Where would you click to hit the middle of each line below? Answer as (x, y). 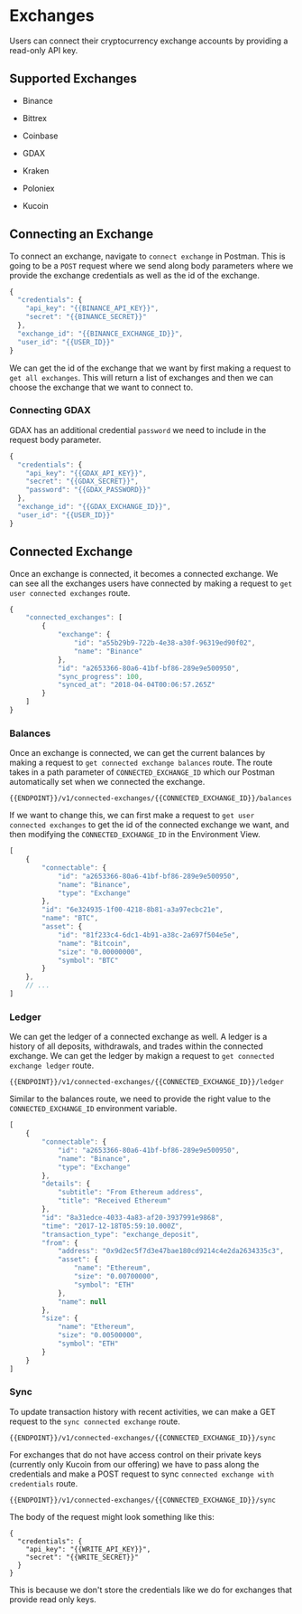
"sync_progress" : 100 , (100, 676)
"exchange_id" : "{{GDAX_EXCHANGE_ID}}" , (94, 507)
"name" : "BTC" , (70, 919)
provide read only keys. (53, 1599)
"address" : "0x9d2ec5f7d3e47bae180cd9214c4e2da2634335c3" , (170, 1251)
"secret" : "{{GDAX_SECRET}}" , (82, 481)
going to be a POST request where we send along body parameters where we (151, 265)
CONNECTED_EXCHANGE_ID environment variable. (93, 1109)
